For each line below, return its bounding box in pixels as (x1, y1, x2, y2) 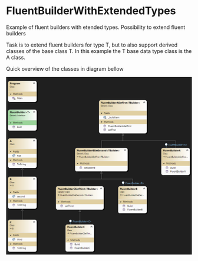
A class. (6, 54, 25, 61)
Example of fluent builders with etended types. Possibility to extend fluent (6, 24, 186, 31)
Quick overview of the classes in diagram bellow (6, 65, 124, 72)
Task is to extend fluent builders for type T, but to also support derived (6, 41, 178, 48)
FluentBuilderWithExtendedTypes (6, 4, 176, 18)
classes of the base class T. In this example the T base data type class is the (6, 47, 192, 54)
